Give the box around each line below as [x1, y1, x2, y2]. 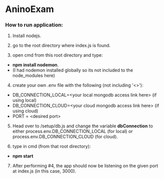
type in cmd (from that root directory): [12, 143, 91, 149]
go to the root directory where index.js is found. [12, 43, 111, 49]
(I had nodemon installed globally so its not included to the [12, 67, 133, 73]
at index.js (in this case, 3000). [12, 168, 76, 174]
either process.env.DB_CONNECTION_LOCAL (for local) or [12, 128, 133, 134]
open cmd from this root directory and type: [12, 52, 103, 58]
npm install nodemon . [12, 62, 59, 68]
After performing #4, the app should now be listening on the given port [12, 163, 158, 169]
